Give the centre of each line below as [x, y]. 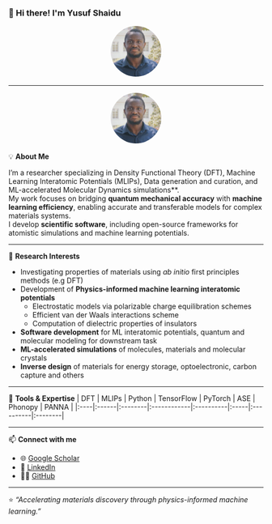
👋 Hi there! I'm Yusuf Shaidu [65, 13]
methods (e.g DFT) [51, 281]
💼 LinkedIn [38, 467]
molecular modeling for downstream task [89, 341]
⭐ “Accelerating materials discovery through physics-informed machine [128, 500]
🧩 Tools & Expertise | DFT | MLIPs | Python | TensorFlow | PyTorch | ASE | [132, 398]
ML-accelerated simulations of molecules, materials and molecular [133, 349]
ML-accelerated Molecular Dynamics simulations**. [94, 190]
